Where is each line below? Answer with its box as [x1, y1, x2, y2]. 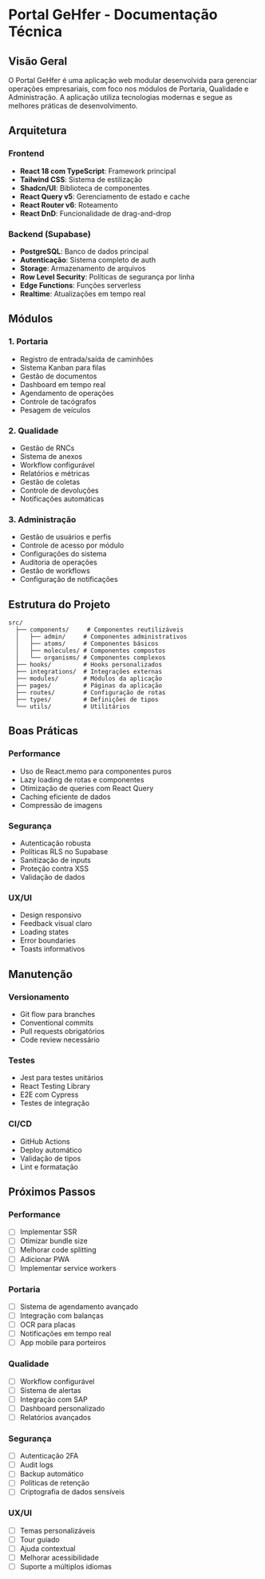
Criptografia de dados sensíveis [19, 1487, 125, 1497]
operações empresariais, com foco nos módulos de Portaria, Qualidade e [8, 84, 249, 93]
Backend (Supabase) [8, 228, 92, 239]
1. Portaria [8, 336, 49, 347]
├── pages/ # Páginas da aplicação [15, 682, 162, 690]
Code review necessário [19, 1035, 101, 1045]
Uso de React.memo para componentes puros [19, 766, 172, 776]
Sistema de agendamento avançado [19, 1301, 139, 1311]
